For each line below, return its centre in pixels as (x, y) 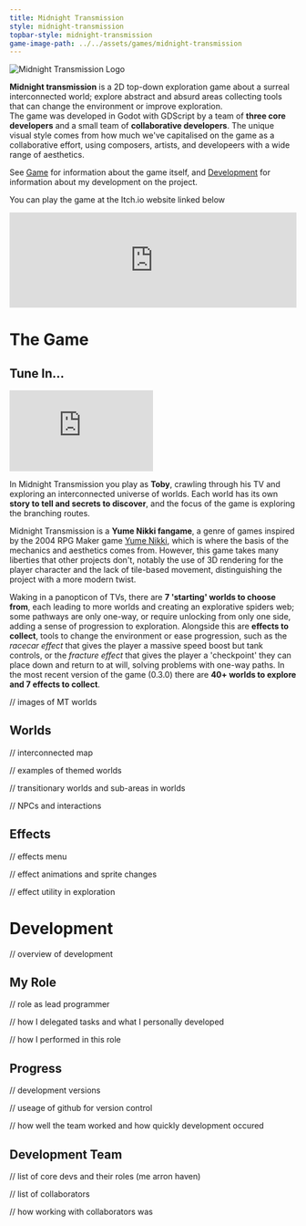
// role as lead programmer (60, 1004)
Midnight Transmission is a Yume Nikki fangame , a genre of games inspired (152, 531)
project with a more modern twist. (73, 579)
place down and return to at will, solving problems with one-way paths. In (147, 665)
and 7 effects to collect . (55, 684)
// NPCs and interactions (56, 805)
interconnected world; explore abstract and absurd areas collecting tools (146, 97)
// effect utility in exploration (62, 891)
